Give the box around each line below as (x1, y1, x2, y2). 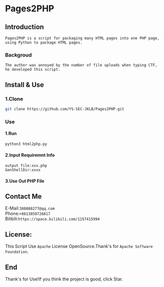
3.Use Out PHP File (5, 178, 45, 184)
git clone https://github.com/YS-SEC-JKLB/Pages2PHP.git (5, 106, 125, 111)
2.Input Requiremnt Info (5, 152, 55, 158)
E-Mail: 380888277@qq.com (5, 205, 55, 211)
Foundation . (5, 248, 29, 255)
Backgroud (5, 51, 32, 58)
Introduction (5, 23, 44, 31)
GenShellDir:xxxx (5, 168, 41, 173)
